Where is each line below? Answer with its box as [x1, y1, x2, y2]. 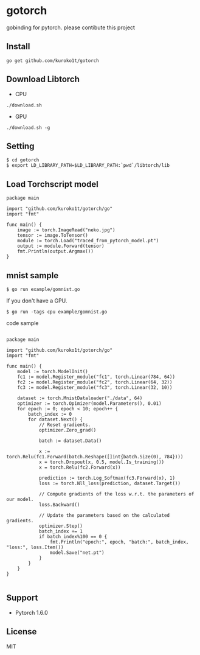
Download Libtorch [6, 74, 80, 85]
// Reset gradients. [38, 422, 91, 428]
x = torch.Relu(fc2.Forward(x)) [38, 464, 121, 471]
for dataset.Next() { [28, 416, 83, 422]
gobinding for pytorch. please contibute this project [6, 24, 136, 31]
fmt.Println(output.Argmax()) [17, 248, 94, 254]
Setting [6, 141, 35, 151]
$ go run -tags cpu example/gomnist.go [6, 309, 108, 315]
